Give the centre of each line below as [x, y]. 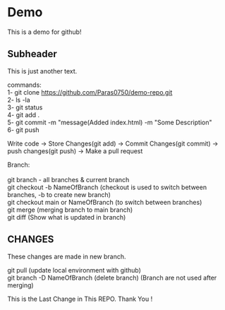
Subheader [32, 54]
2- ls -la [19, 100]
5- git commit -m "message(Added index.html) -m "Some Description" [110, 122]
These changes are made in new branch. [67, 256]
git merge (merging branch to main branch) [70, 210]
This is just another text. [42, 71]
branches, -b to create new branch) [59, 194]
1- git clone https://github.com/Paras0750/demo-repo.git [90, 92]
